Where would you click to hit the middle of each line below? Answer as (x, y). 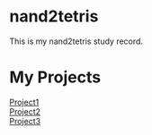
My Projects (55, 77)
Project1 (24, 102)
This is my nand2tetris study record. (76, 41)
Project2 (25, 111)
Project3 (25, 121)
